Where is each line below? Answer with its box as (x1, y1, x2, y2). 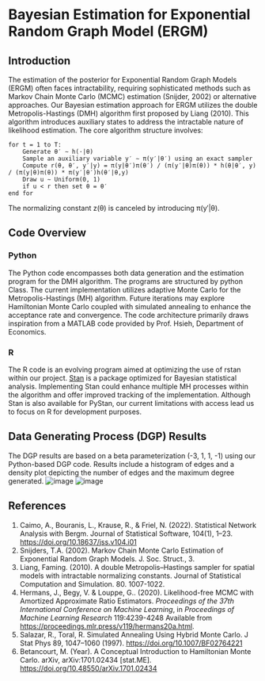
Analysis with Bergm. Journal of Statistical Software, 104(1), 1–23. (19, 529, 233, 538)
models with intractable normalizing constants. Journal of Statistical (19, 571, 241, 580)
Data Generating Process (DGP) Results (8, 430, 207, 443)
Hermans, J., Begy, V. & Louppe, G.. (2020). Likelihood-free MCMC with (19, 587, 255, 597)
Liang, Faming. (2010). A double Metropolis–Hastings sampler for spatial (19, 562, 256, 572)
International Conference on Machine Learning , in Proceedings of (19, 604, 235, 614)
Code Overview (8, 226, 87, 239)
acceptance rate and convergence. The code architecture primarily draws (8, 310, 249, 319)
